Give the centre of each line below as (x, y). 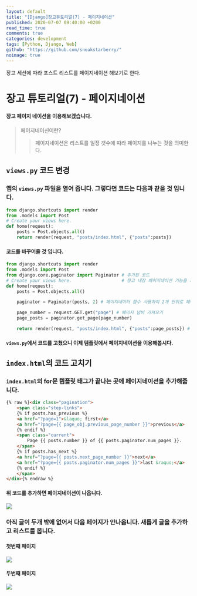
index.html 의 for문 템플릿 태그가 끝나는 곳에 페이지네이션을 (85, 381)
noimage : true (23, 55)
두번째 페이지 (21, 574)
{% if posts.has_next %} (47, 452)
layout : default (26, 11)
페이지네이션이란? (41, 130)
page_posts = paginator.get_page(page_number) (74, 318)
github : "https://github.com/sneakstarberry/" (64, 50)
